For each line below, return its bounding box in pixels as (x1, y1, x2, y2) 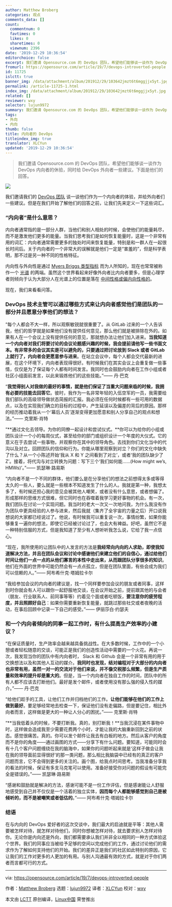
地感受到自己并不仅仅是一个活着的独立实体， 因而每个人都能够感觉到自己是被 (5, 788, 167, 794)
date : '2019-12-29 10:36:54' (5, 50, 68, 55)
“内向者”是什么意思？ (5, 214, 58, 221)
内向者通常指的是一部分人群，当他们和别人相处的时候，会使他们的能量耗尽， (5, 226, 167, 233)
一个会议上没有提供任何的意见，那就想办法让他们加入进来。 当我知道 (23, 334, 167, 340)
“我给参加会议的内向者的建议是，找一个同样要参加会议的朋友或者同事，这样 (5, 580, 165, 586)
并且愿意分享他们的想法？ (15, 308, 79, 315)
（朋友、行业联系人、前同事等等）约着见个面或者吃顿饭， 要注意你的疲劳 (5, 593, 158, 599)
